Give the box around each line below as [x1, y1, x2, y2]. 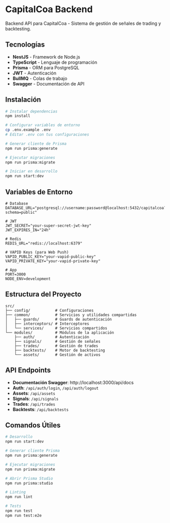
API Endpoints [5, 366, 51, 375]
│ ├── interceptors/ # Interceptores [5, 321, 90, 326]
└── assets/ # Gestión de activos [14, 352, 101, 357]
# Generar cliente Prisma [5, 448, 60, 454]
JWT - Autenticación [12, 70, 57, 76]
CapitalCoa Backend [5, 4, 93, 15]
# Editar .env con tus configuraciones [5, 132, 90, 137]
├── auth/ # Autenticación [14, 334, 90, 340]
